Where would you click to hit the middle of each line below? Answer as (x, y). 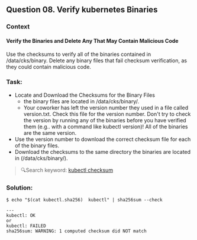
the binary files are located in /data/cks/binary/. (81, 101)
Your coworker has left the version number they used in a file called (106, 108)
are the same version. (50, 132)
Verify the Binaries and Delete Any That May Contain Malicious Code (92, 40)
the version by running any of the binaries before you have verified (105, 120)
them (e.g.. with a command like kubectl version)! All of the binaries (106, 127)
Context (18, 27)
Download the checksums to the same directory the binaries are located (103, 151)
